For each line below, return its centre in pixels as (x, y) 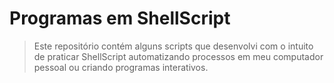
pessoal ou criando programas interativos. (121, 67)
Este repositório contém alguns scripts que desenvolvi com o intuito (173, 46)
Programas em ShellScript (120, 18)
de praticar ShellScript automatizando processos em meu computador (178, 56)
